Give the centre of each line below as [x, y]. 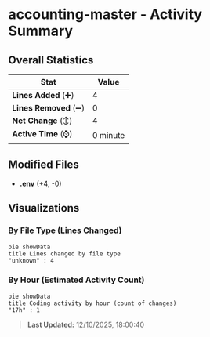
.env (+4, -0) [40, 183]
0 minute [109, 135]
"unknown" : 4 [31, 260]
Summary [40, 31]
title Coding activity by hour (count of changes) [92, 303]
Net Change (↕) [42, 121]
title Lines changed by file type [65, 254]
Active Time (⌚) [42, 134]
